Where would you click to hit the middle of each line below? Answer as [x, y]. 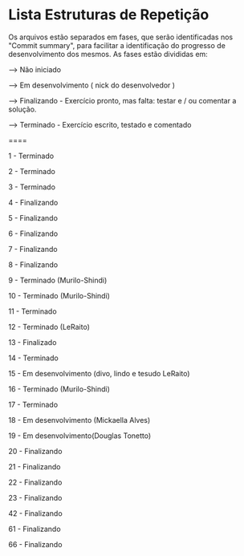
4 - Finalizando [33, 202]
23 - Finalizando [35, 497]
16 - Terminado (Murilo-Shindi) [59, 389]
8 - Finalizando [33, 264]
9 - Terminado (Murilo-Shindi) [58, 280]
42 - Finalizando [35, 513]
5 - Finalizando [33, 217]
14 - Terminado [33, 358]
